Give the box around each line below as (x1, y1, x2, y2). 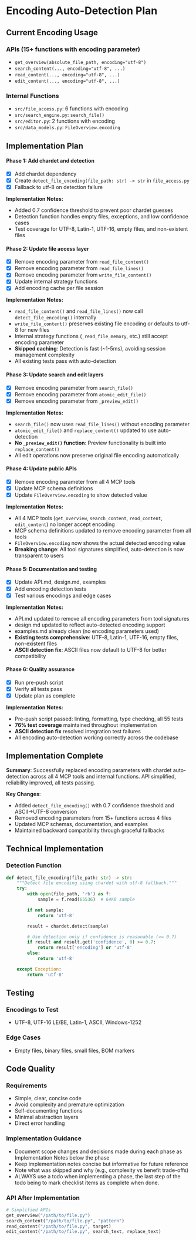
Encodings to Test (6, 1005, 59, 1013)
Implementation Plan (6, 141, 84, 151)
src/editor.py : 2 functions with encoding (14, 117, 116, 124)
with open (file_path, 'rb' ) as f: (27, 891, 111, 897)
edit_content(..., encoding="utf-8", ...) (14, 78, 120, 84)
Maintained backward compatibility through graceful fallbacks (14, 827, 165, 834)
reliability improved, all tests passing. (6, 779, 96, 786)
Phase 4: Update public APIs (6, 465, 77, 472)
